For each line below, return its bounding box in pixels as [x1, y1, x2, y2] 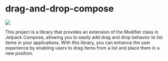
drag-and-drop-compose [5, 3, 114, 14]
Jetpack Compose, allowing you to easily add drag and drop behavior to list [5, 34, 163, 40]
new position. [5, 50, 33, 56]
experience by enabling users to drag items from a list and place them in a [5, 44, 160, 50]
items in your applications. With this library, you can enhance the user [5, 39, 151, 45]
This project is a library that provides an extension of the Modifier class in [5, 28, 158, 35]
